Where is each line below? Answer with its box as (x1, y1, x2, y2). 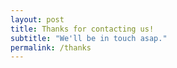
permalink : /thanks (10, 42, 92, 53)
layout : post (10, 14, 65, 25)
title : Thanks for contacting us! (10, 24, 155, 34)
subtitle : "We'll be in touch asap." (10, 33, 168, 43)
